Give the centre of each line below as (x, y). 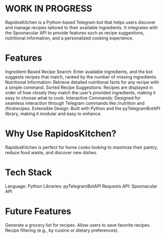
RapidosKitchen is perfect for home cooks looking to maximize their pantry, (82, 147)
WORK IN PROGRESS (49, 9)
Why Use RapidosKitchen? (61, 134)
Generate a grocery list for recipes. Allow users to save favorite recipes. (78, 225)
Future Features (38, 211)
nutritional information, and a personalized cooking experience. (69, 38)
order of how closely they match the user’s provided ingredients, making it (81, 92)
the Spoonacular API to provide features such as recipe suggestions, (75, 33)
